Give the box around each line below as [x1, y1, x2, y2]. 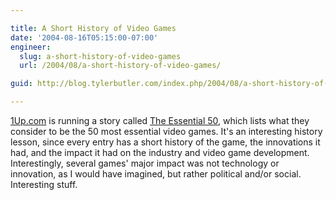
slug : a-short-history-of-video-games [19, 51, 182, 61]
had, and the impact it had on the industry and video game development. [10, 147, 310, 158]
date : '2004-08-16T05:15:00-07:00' [10, 32, 159, 43]
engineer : [10, 42, 52, 52]
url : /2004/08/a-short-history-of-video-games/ [19, 61, 222, 71]
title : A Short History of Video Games [10, 23, 177, 33]
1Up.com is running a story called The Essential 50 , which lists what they [10, 115, 310, 126]
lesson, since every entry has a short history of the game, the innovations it [10, 136, 321, 148]
